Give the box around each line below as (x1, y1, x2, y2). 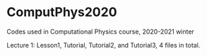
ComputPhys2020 (6, 4, 117, 20)
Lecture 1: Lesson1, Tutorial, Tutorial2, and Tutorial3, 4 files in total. (6, 41, 201, 49)
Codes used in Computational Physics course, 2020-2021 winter (6, 27, 195, 36)
